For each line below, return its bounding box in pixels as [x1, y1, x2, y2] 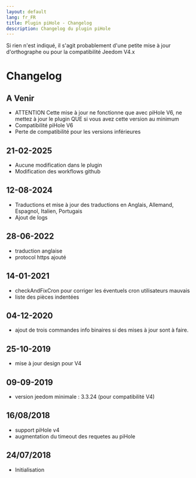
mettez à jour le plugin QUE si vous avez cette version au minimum [14, 115, 179, 123]
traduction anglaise [14, 247, 63, 254]
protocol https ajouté [14, 253, 67, 261]
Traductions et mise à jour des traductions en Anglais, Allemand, [14, 201, 174, 208]
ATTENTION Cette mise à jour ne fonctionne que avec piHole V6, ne [14, 109, 182, 116]
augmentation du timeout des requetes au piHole [14, 432, 136, 440]
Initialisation [14, 466, 45, 473]
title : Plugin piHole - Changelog [6, 20, 93, 26]
